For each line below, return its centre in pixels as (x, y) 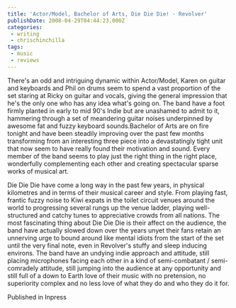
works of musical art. (38, 171)
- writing (25, 34)
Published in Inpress (37, 297)
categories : (25, 27)
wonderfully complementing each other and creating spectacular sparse (113, 164)
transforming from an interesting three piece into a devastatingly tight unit (115, 141)
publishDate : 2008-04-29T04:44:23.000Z (66, 21)
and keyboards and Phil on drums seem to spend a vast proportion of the (114, 88)
